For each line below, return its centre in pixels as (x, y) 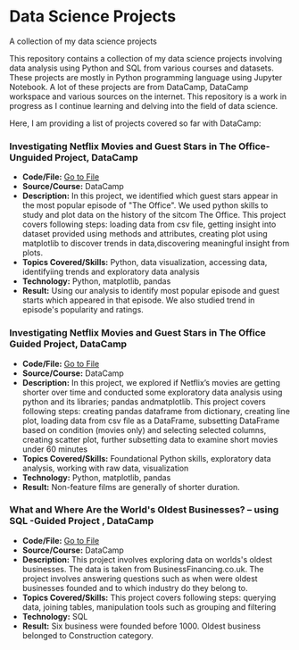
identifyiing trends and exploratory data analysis (111, 272)
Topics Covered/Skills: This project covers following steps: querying (149, 597)
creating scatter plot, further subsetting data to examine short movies (150, 439)
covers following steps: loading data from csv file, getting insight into (149, 224)
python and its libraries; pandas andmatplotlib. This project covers (144, 401)
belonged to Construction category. (87, 635)
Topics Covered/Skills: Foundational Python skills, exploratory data (146, 458)
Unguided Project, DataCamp (74, 157)
